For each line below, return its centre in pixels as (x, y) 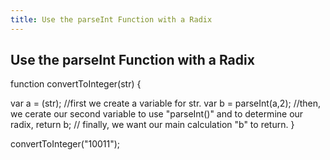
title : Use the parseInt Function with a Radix (111, 19)
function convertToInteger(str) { (76, 84)
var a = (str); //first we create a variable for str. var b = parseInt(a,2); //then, (166, 103)
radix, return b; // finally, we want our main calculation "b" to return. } (152, 125)
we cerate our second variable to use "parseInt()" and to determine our (157, 114)
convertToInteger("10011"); (65, 144)
